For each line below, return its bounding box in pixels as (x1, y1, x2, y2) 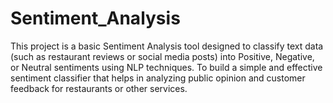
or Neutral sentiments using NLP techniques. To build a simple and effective (10, 61, 323, 73)
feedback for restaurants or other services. (10, 82, 188, 94)
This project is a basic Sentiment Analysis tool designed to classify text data (10, 40, 324, 52)
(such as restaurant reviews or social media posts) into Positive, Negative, (10, 50, 315, 62)
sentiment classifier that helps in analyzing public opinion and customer (10, 72, 306, 84)
